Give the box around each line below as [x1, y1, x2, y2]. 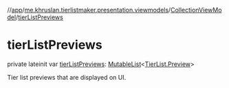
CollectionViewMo [171, 6, 222, 14]
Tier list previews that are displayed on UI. [7, 73, 127, 81]
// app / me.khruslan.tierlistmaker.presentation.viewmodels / [7, 6, 171, 14]
